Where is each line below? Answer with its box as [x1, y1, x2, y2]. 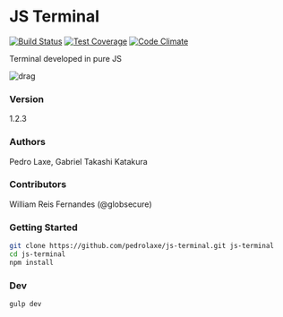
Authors [9, 136, 47, 149]
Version [9, 92, 45, 105]
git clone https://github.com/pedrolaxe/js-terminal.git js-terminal [9, 242, 275, 251]
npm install [9, 258, 54, 267]
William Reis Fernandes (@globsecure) [9, 199, 152, 210]
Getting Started [9, 221, 78, 234]
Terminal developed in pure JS [9, 53, 123, 64]
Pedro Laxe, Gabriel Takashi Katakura [9, 156, 148, 167]
